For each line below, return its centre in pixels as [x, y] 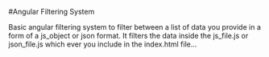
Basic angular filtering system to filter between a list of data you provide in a [135, 27]
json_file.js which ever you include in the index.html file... [103, 44]
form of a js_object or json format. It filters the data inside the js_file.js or [128, 36]
